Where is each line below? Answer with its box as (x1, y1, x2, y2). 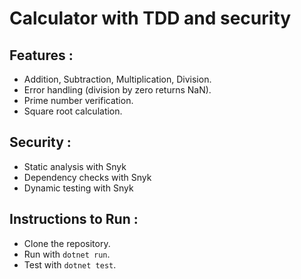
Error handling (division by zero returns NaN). (23, 84, 212, 96)
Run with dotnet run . (23, 248, 111, 260)
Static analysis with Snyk (23, 160, 127, 172)
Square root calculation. (23, 105, 123, 117)
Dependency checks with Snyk (23, 171, 152, 183)
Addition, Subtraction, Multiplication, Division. (23, 73, 212, 85)
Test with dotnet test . (23, 258, 117, 271)
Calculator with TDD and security (9, 7, 292, 30)
